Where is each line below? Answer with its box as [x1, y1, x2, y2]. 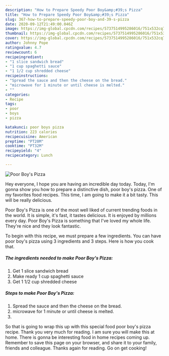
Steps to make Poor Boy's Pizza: [5, 290, 74, 296]
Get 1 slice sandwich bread [12, 268, 69, 274]
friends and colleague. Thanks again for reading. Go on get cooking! [5, 345, 147, 351]
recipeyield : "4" [5, 148, 42, 153]
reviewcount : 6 [5, 50, 37, 55]
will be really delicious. [5, 197, 53, 203]
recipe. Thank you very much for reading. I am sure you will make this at [5, 329, 155, 335]
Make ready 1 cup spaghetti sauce [12, 273, 84, 279]
